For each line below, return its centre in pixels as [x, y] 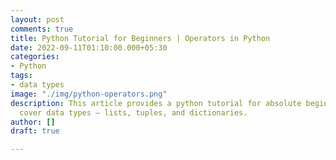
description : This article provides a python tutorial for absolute [156, 103]
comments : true [42, 29]
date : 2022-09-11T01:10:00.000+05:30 [89, 47]
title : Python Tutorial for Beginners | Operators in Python [140, 38]
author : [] [33, 122]
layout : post [37, 19]
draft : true [35, 131]
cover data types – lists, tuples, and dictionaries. [133, 112]
